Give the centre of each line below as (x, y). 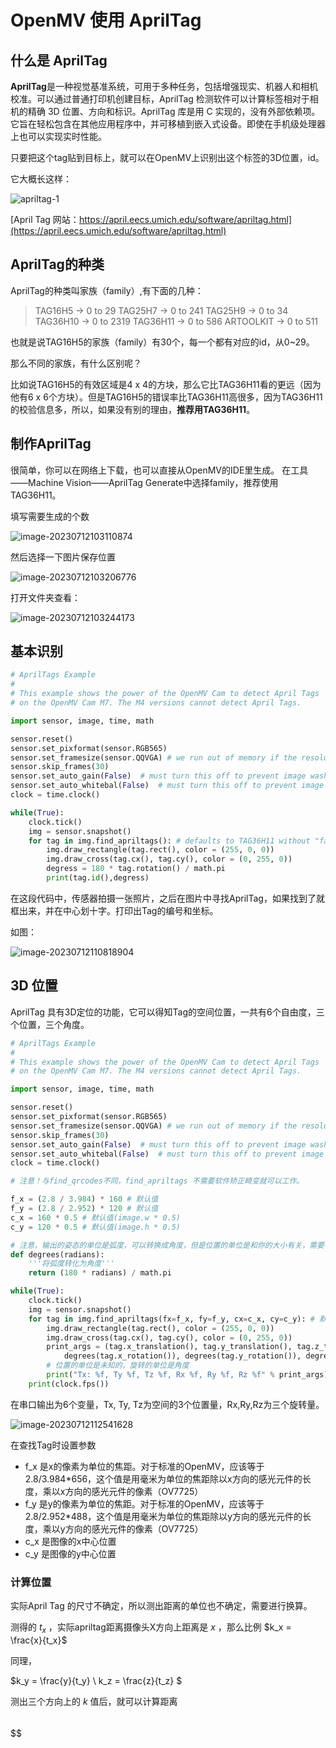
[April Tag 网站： (45, 219)
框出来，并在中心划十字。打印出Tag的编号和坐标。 (114, 910)
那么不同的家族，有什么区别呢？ (76, 363)
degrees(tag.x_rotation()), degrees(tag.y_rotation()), (182, 1356)
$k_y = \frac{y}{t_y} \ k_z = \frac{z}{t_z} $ (96, 1680)
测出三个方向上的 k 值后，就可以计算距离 (94, 1701)
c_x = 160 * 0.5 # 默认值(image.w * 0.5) (96, 1217)
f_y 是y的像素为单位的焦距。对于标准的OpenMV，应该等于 (144, 1503)
